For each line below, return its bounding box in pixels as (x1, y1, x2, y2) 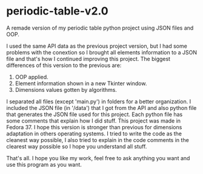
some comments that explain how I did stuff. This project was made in (6, 117, 181, 124)
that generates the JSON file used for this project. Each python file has (6, 111, 183, 118)
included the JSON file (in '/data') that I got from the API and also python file (6, 104, 197, 111)
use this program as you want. (6, 161, 82, 168)
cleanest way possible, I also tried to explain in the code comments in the (6, 136, 189, 143)
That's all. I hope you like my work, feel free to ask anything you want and (6, 154, 190, 161)
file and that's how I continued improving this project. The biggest (6, 55, 171, 62)
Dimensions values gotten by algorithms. (15, 86, 117, 93)
